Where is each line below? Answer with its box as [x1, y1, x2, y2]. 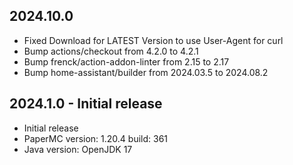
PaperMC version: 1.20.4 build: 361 [23, 132, 169, 144]
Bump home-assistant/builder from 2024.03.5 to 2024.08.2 [23, 66, 269, 78]
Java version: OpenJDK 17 [23, 143, 133, 155]
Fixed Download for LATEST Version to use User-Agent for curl [23, 34, 284, 46]
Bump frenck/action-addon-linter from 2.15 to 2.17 [23, 55, 230, 68]
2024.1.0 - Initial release [9, 95, 163, 113]
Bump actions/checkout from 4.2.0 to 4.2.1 [23, 45, 199, 57]
